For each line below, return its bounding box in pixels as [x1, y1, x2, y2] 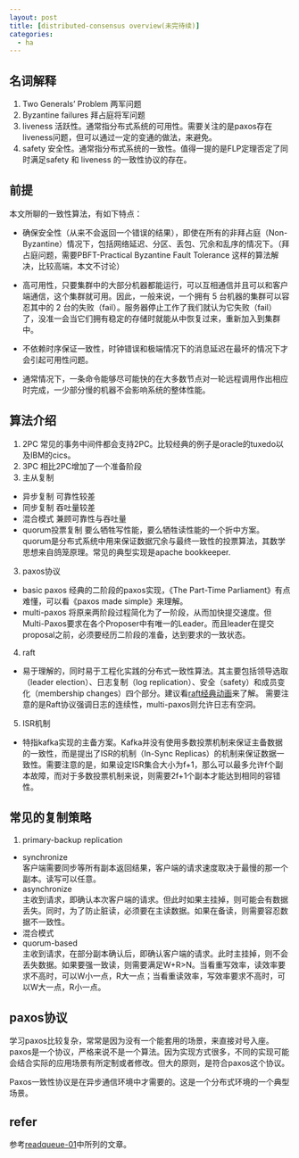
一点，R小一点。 [46, 981, 106, 992]
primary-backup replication [21, 834, 123, 845]
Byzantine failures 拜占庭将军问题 [21, 110, 145, 120]
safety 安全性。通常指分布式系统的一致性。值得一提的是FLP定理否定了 [21, 144, 281, 154]
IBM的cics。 [29, 450, 76, 460]
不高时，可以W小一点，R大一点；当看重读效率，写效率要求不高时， [29, 970, 278, 981]
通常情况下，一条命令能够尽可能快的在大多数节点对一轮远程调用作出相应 [21, 373, 288, 384]
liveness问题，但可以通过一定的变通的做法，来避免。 [21, 132, 217, 143]
